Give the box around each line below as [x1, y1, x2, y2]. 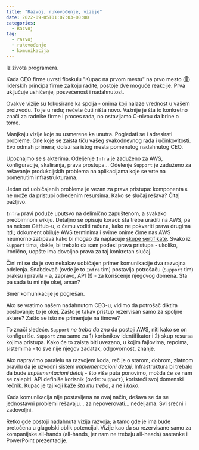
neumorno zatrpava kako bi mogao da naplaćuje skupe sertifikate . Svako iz [6, 235, 191, 242]
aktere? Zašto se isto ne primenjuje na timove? [6, 314, 120, 322]
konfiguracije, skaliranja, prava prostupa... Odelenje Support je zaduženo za [6, 161, 192, 168]
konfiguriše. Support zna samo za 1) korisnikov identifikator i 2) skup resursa [6, 332, 194, 339]
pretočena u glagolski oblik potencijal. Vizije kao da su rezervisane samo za [6, 424, 192, 431]
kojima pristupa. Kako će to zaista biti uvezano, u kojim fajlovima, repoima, [6, 338, 189, 345]
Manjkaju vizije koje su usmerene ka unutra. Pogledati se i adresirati [6, 130, 173, 137]
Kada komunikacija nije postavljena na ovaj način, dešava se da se [6, 393, 169, 400]
